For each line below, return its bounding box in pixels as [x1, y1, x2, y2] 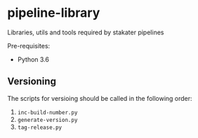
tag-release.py [17, 124, 62, 131]
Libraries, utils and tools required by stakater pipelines [7, 28, 164, 36]
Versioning [7, 76, 56, 88]
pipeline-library [7, 5, 100, 21]
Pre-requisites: [7, 41, 51, 50]
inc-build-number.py [17, 109, 78, 116]
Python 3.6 [17, 55, 49, 64]
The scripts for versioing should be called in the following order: [7, 94, 192, 102]
